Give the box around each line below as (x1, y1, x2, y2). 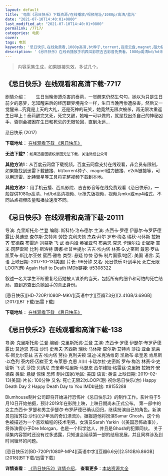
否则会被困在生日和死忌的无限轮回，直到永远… (13, 119, 110, 125)
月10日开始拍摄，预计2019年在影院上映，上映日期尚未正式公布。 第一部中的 (5, 400, 161, 406)
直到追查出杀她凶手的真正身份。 (13, 282, 80, 288)
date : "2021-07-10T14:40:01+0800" (5, 17, 77, 22)
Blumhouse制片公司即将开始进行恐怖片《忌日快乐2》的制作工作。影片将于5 (5, 394, 161, 400)
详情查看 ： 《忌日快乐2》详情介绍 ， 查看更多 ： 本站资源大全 (5, 465, 129, 471)
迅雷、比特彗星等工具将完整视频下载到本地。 (13, 174, 106, 180)
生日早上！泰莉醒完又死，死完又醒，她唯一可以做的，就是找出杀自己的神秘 (5, 113, 158, 119)
